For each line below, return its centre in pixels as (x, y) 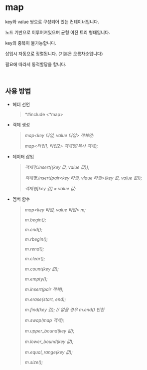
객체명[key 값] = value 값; (50, 188)
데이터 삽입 (23, 156)
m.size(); (34, 362)
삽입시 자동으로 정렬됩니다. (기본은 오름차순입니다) (54, 54)
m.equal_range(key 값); (49, 352)
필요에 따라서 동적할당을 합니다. (36, 64)
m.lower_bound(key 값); (49, 341)
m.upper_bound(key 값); (50, 331)
